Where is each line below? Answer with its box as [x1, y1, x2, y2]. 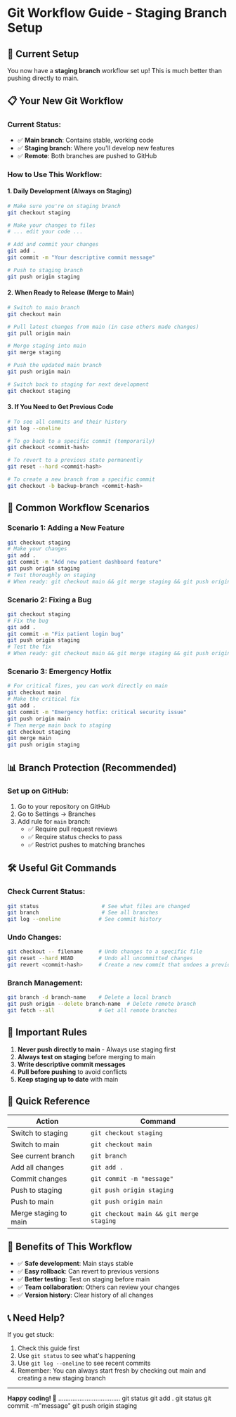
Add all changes [11, 1162, 65, 1172]
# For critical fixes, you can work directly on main [7, 682, 169, 690]
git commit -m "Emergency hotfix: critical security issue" [7, 708, 188, 716]
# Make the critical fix [7, 696, 80, 703]
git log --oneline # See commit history [7, 916, 162, 923]
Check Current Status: [7, 887, 86, 897]
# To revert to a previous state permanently [7, 457, 143, 464]
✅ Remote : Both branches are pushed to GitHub [17, 151, 157, 160]
